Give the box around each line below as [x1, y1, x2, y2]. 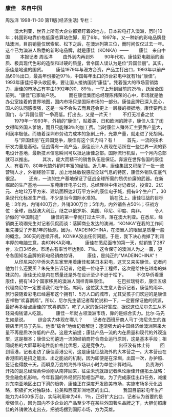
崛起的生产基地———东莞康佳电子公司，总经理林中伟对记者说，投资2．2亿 [5, 182, 164, 188]
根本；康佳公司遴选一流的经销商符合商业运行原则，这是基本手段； [23, 336, 162, 342]
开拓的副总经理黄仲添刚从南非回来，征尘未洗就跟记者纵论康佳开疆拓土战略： [5, 368, 167, 374]
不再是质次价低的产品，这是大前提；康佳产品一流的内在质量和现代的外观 [9, 329, 162, 335]
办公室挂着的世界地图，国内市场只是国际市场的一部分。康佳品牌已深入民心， [5, 98, 167, 105]
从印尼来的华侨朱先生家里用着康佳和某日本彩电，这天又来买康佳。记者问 [14, 259, 167, 265]
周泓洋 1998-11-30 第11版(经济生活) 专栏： [5, 17, 94, 24]
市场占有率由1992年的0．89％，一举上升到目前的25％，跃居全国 [27, 86, 164, 92]
